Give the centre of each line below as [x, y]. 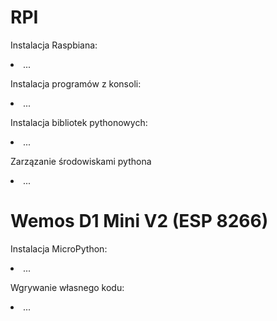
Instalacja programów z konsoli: [76, 83]
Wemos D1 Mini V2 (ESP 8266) [139, 221]
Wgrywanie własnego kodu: [67, 287]
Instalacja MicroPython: [59, 248]
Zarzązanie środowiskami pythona [81, 161]
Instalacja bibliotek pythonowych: [79, 122]
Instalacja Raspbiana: [54, 45]
